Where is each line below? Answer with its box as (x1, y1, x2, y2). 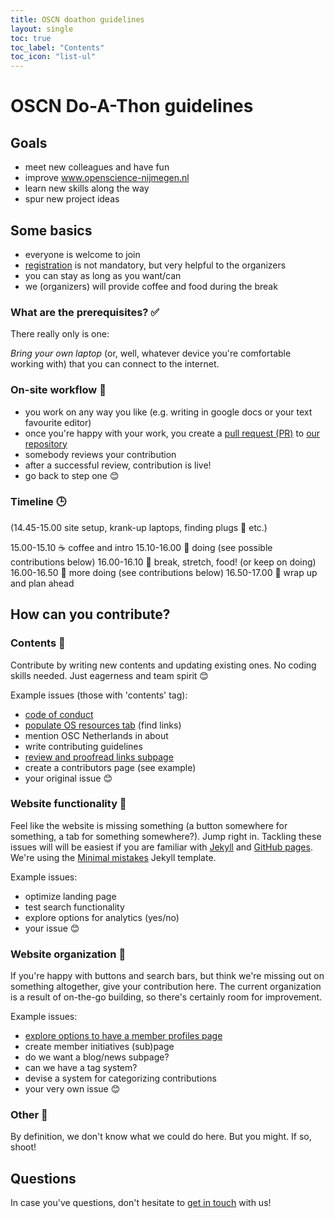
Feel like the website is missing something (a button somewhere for (10, 819, 288, 831)
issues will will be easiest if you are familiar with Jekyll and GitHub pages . (10, 841, 313, 853)
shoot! (10, 1141, 37, 1153)
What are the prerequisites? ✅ (10, 305, 160, 319)
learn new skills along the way (24, 182, 150, 195)
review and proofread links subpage (24, 751, 174, 763)
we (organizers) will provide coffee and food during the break (24, 280, 278, 292)
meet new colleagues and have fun (24, 161, 170, 173)
